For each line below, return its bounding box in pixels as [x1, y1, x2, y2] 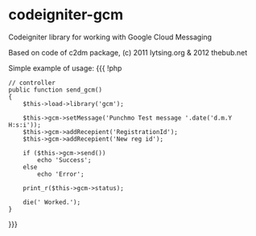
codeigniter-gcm [8, 6, 124, 24]
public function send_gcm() [8, 86, 103, 94]
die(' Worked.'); [23, 198, 81, 206]
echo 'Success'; [37, 156, 92, 164]
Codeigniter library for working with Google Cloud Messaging [8, 32, 212, 42]
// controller [8, 79, 56, 87]
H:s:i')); [8, 120, 42, 129]
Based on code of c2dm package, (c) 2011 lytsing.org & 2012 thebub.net [8, 47, 248, 57]
